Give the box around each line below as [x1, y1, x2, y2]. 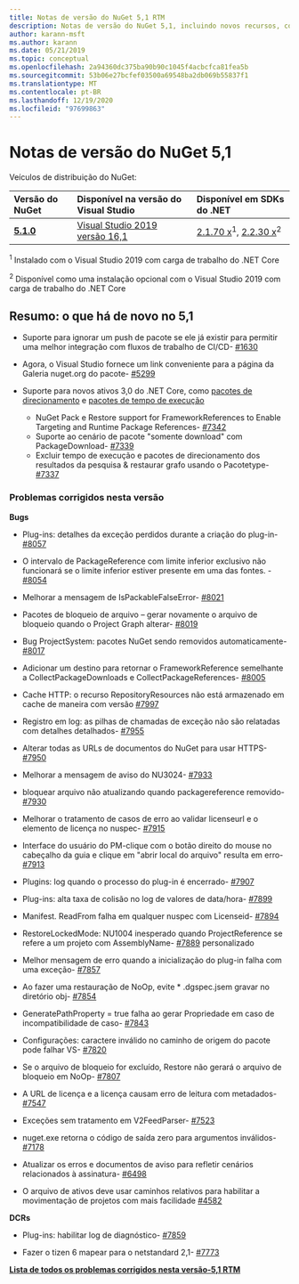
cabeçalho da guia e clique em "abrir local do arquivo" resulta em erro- [21, 849, 284, 860]
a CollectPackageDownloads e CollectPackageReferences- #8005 [21, 671, 266, 682]
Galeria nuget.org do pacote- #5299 [21, 369, 156, 379]
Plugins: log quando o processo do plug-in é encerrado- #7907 [21, 876, 255, 887]
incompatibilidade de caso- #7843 [21, 1017, 149, 1028]
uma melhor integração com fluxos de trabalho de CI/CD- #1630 [21, 342, 258, 353]
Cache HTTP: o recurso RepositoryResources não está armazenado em [21, 689, 285, 700]
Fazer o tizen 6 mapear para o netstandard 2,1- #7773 [21, 1247, 220, 1257]
